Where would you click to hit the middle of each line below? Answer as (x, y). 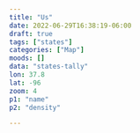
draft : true (31, 33)
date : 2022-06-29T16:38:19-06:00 (70, 26)
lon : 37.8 (27, 75)
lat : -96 (25, 83)
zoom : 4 (23, 91)
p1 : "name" (29, 99)
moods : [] (27, 58)
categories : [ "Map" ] (47, 50)
